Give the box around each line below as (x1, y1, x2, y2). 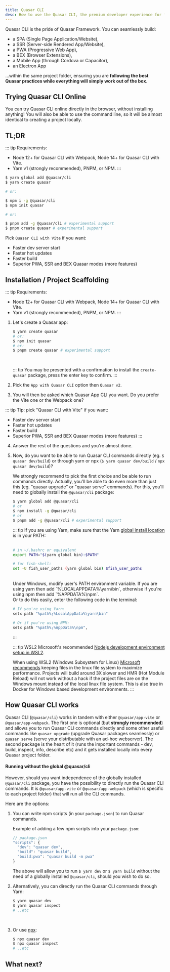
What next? (5, 960, 42, 968)
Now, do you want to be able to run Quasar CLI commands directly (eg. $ (12, 452, 164, 458)
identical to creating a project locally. (5, 117, 82, 123)
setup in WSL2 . (12, 649, 45, 655)
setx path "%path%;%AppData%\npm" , (12, 625, 88, 630)
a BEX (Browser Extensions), (12, 52, 72, 58)
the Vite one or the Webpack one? (12, 397, 84, 403)
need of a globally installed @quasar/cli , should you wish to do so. (12, 873, 151, 879)
